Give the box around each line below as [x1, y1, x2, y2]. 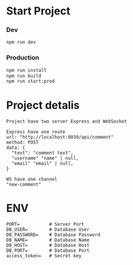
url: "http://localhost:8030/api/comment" [6, 134, 114, 141]
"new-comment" [6, 181, 42, 187]
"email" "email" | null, [11, 160, 74, 166]
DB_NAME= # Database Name [6, 237, 90, 243]
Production [6, 53, 40, 62]
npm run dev [6, 39, 36, 46]
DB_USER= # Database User [6, 227, 90, 233]
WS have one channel [6, 176, 58, 183]
